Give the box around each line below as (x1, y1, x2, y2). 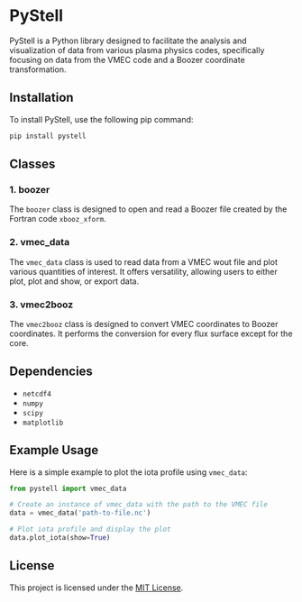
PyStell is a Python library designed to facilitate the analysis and (9, 35, 247, 46)
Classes (9, 157, 56, 172)
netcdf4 (22, 389, 51, 398)
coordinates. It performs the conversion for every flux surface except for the (9, 328, 293, 339)
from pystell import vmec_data (9, 484, 127, 493)
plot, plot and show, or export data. (9, 276, 140, 287)
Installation (9, 90, 74, 105)
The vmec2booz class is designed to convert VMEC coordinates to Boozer (9, 318, 279, 329)
